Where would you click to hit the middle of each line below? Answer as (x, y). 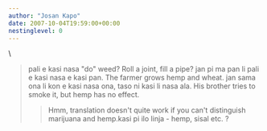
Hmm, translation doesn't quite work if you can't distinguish (147, 110)
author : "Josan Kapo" (45, 16)
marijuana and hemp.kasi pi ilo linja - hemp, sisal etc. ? (138, 119)
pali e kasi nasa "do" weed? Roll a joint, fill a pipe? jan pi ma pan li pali (144, 69)
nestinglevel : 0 (35, 31)
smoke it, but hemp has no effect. (84, 95)
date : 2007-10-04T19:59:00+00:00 (64, 23)
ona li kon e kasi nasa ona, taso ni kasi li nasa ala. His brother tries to (142, 86)
